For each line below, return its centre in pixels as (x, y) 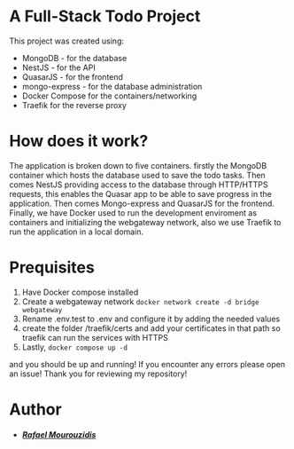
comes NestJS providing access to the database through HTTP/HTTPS (139, 185)
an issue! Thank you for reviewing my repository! (98, 374)
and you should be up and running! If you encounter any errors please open (147, 364)
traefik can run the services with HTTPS (95, 337)
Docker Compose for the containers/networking (109, 96)
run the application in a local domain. (77, 232)
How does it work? (79, 142)
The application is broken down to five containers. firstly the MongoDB (138, 165)
